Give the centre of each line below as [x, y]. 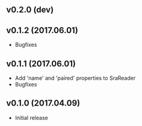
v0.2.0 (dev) [30, 10]
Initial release [31, 118]
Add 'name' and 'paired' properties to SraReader [75, 78]
